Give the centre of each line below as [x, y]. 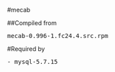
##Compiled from [32, 23]
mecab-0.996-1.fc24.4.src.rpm [58, 36]
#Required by [26, 49]
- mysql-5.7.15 [33, 61]
